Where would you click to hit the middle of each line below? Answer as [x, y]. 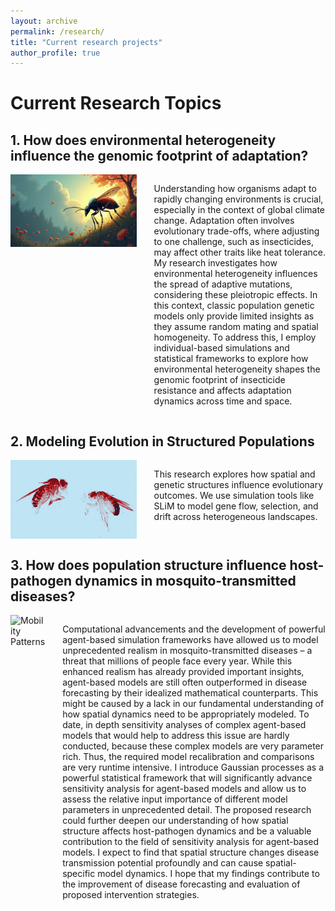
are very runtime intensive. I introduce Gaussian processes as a [193, 767]
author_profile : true [55, 53]
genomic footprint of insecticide [219, 380]
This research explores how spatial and [234, 474]
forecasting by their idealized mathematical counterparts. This [190, 693]
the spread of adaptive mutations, [223, 284]
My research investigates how [215, 263]
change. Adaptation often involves [224, 221]
